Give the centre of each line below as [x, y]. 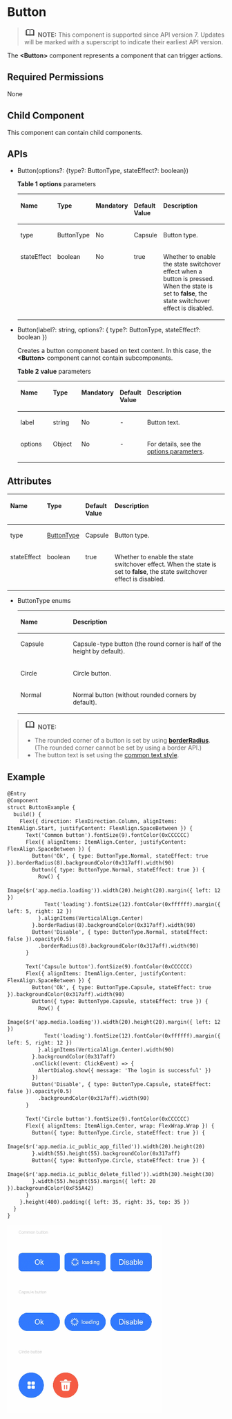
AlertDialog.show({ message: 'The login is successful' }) [125, 1071]
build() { [27, 815]
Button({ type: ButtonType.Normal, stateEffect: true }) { [119, 870]
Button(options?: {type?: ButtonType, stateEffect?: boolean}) [103, 171]
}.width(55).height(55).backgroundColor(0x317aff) [106, 1154]
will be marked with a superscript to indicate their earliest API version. [123, 42]
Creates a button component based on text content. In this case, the [114, 350]
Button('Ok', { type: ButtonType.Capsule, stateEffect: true [122, 988]
